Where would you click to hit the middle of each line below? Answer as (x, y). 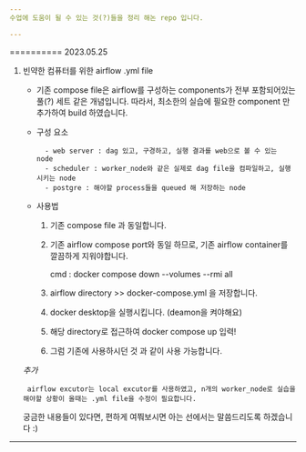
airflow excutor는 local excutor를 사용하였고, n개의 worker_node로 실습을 (161, 389)
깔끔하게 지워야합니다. (89, 256)
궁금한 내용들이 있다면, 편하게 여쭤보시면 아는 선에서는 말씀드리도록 (142, 417)
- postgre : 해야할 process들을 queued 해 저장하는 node (145, 187)
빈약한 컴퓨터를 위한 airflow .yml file (87, 70)
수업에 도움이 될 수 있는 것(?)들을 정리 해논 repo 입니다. (107, 18)
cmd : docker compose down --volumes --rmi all (142, 274)
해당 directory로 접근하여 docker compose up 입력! (143, 331)
